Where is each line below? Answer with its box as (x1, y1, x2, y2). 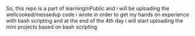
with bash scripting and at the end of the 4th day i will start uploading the (6, 17, 183, 24)
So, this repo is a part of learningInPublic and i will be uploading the (6, 5, 170, 12)
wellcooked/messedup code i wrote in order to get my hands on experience (6, 11, 190, 18)
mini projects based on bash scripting (6, 23, 97, 30)
